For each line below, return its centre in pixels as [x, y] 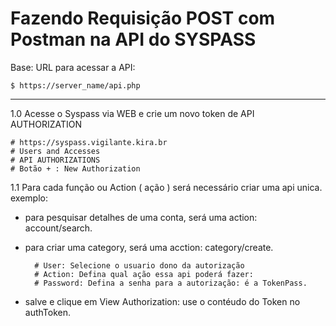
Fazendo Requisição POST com [143, 18]
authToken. [48, 312]
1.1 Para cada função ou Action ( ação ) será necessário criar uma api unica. [166, 187]
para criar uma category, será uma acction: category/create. [149, 247]
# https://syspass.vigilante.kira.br [89, 142]
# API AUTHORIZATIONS [55, 160]
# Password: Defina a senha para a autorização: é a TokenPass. [171, 283]
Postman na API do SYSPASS [133, 39]
